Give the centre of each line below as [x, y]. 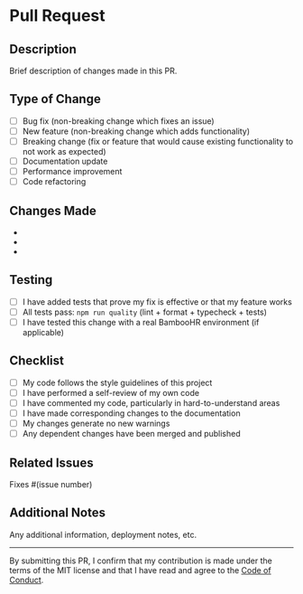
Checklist [37, 361]
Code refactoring [54, 182]
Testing [31, 280]
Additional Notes [58, 513]
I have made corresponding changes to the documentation [131, 413]
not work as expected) [64, 151]
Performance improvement [72, 172]
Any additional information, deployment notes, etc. [103, 534]
